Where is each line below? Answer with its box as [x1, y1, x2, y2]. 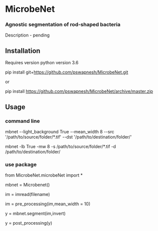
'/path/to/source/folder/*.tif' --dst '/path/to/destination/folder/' [5, 134, 132, 140]
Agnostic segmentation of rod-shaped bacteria [5, 21, 121, 28]
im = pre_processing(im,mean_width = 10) [5, 201, 90, 207]
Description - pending [5, 32, 50, 38]
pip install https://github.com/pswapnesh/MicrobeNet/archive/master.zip [5, 88, 153, 94]
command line [5, 117, 40, 124]
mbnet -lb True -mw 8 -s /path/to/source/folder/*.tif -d [5, 143, 116, 149]
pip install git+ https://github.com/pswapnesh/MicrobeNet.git [5, 69, 128, 75]
